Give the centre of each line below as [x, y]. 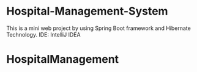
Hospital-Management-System [87, 11]
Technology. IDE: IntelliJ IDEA [43, 34]
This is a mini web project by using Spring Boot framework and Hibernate [98, 28]
